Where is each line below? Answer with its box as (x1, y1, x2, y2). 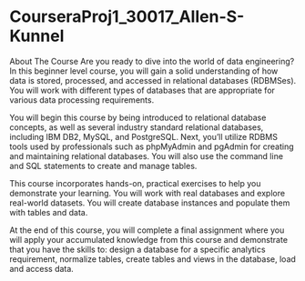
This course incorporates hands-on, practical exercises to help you (9, 177, 261, 188)
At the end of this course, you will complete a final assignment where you (9, 225, 285, 236)
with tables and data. (9, 206, 88, 217)
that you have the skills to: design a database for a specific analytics (9, 244, 266, 255)
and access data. (9, 263, 75, 274)
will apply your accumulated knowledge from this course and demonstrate (9, 234, 289, 245)
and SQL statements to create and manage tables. (9, 160, 198, 171)
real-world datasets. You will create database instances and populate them (9, 197, 290, 208)
